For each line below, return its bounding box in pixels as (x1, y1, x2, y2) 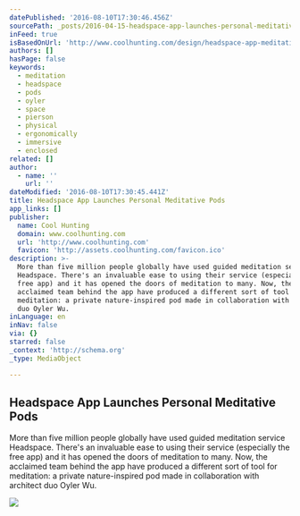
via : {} (9, 329, 38, 338)
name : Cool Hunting (17, 221, 90, 230)
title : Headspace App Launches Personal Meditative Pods (9, 196, 226, 206)
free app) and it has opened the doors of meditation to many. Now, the (9, 452, 268, 462)
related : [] (9, 154, 54, 164)
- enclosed (17, 146, 58, 155)
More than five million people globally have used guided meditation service (9, 433, 286, 444)
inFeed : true (9, 30, 58, 38)
